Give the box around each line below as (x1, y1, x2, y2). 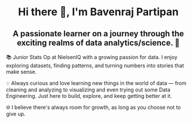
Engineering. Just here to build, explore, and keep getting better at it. (6, 93, 173, 99)
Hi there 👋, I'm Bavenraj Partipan (18, 5, 179, 19)
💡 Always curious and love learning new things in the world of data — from (6, 80, 187, 87)
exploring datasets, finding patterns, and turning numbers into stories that (6, 62, 184, 69)
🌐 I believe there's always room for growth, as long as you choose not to (6, 104, 181, 111)
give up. (6, 111, 26, 117)
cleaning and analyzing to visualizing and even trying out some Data (6, 86, 171, 93)
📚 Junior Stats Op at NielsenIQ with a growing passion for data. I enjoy (6, 54, 177, 60)
